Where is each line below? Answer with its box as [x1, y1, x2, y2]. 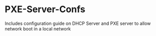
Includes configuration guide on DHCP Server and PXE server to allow [5, 20, 151, 26]
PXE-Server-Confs [5, 4, 86, 15]
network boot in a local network [5, 25, 71, 31]
